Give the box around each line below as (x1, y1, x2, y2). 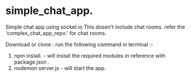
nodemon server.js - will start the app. (13, 64, 106, 71)
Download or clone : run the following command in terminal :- (5, 41, 154, 48)
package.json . (13, 58, 50, 65)
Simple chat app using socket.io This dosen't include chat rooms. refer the (5, 23, 185, 30)
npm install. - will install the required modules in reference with (13, 52, 166, 59)
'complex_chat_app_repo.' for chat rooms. (5, 29, 107, 36)
